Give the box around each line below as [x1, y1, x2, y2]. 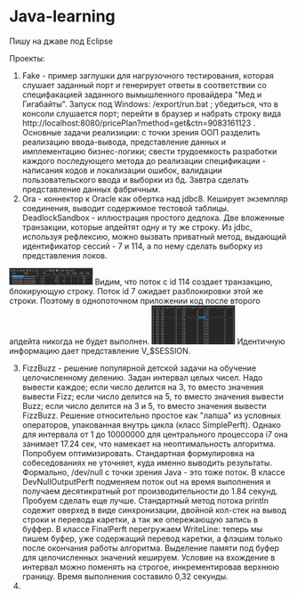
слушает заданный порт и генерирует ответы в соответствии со [21, 79, 267, 90]
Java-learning [9, 6, 116, 27]
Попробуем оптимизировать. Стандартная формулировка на [21, 447, 255, 458]
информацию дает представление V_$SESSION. [9, 345, 191, 356]
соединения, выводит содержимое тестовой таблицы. [21, 202, 229, 213]
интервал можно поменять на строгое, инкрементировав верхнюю [21, 561, 280, 572]
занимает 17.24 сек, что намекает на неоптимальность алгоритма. [21, 438, 277, 449]
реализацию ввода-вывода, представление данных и [21, 136, 227, 147]
